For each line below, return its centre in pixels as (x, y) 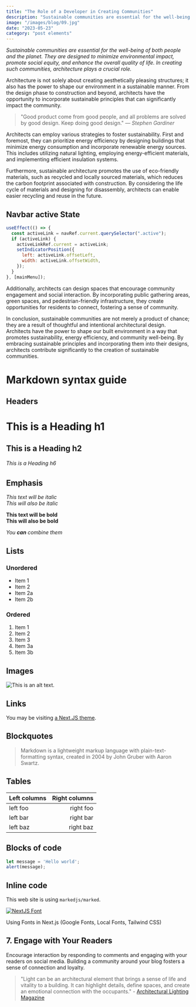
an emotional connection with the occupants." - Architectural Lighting (104, 991)
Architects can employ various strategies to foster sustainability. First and (95, 134)
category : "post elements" (39, 34)
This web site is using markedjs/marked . (53, 900)
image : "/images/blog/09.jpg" (43, 22)
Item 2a (24, 593)
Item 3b (24, 652)
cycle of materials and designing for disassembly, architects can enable (93, 190)
